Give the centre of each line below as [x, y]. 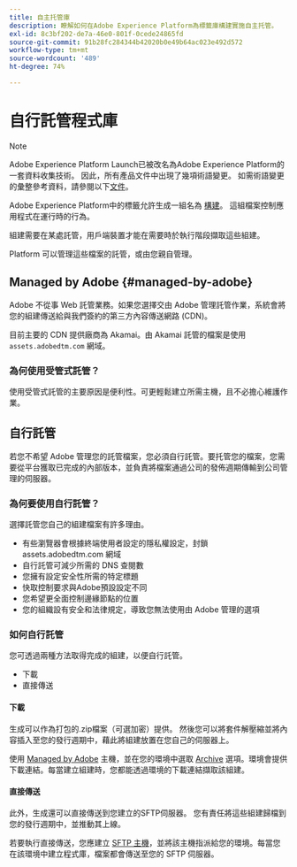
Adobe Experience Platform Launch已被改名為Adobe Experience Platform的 [147, 164]
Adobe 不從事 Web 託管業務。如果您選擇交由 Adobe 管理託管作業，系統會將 [148, 304]
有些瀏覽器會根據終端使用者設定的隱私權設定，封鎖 [115, 543]
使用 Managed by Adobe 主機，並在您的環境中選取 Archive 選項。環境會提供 [148, 758]
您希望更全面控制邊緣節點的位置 [80, 599]
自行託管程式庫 [64, 121]
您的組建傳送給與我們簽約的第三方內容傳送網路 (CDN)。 [111, 316]
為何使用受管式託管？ [54, 371]
